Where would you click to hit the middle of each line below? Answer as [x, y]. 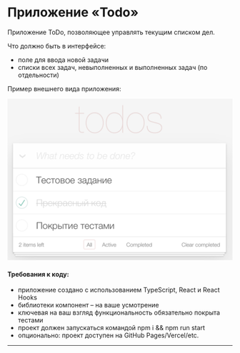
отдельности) [38, 75]
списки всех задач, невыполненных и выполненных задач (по [112, 67]
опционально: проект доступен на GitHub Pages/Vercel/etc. [108, 335]
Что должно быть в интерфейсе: [57, 46]
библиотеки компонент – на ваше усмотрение [88, 305]
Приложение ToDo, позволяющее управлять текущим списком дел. [111, 32]
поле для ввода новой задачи [63, 60]
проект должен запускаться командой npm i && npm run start [111, 328]
